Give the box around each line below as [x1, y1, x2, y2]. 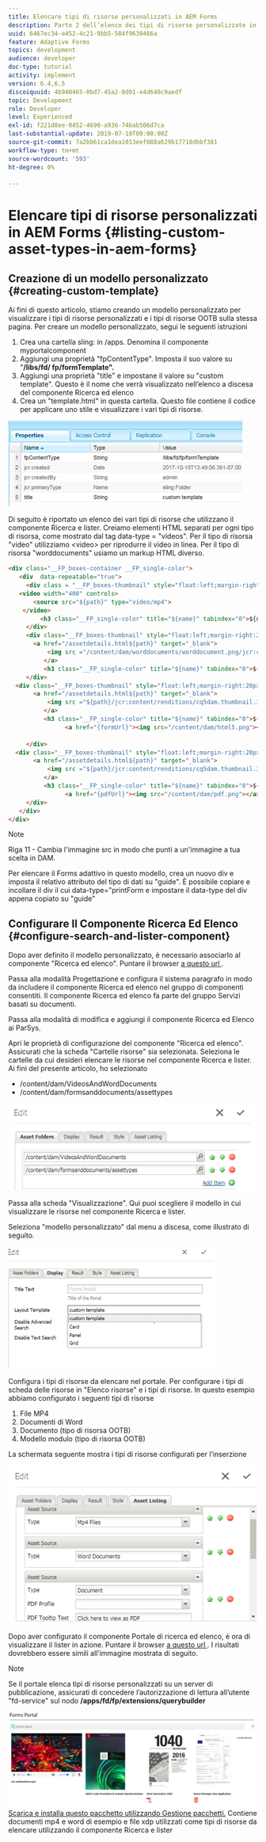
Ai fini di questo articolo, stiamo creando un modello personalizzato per [8, 305, 241, 315]
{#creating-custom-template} [8, 284, 160, 297]
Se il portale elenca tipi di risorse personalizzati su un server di [8, 1680, 214, 1689]
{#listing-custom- [104, 223, 226, 242]
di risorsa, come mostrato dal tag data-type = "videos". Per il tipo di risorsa [8, 532, 253, 541]
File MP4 [19, 1409, 49, 1418]
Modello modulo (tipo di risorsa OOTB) [19, 1434, 146, 1443]
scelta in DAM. [8, 853, 56, 863]
